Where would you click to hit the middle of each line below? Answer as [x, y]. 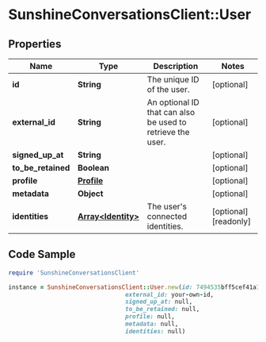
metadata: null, [152, 324]
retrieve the [168, 132]
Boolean [93, 168]
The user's [167, 206]
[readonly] [232, 221]
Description [176, 66]
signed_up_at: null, [159, 302]
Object [91, 194]
